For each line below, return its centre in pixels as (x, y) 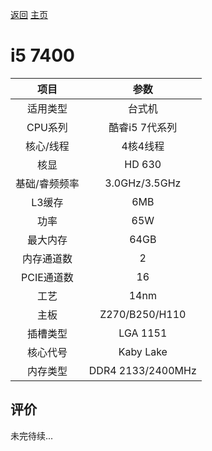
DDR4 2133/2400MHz (142, 370)
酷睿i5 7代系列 (143, 127)
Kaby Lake (143, 351)
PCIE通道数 (47, 277)
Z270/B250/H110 (143, 314)
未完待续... (32, 435)
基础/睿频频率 (47, 183)
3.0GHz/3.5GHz (143, 183)
